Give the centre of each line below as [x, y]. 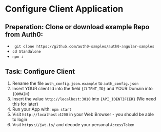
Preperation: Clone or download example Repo [77, 27]
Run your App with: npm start [42, 109]
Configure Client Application [64, 9]
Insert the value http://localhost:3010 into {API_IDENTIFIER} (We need [84, 99]
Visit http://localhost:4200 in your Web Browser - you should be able [83, 114]
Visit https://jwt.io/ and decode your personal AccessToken [73, 124]
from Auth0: [24, 34]
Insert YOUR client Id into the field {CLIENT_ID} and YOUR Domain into [82, 88]
